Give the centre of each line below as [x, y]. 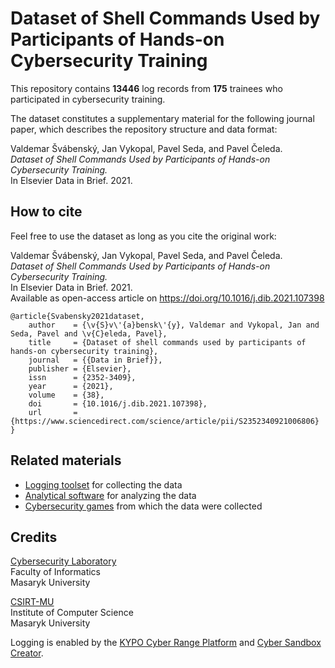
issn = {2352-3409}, [82, 377]
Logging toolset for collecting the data [103, 484]
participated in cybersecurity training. [88, 99]
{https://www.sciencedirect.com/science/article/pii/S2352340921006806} [165, 421]
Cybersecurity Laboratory [63, 561]
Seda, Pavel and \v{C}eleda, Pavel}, [89, 333]
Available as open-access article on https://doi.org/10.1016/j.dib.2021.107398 [167, 298]
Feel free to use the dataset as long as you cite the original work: [143, 236]
